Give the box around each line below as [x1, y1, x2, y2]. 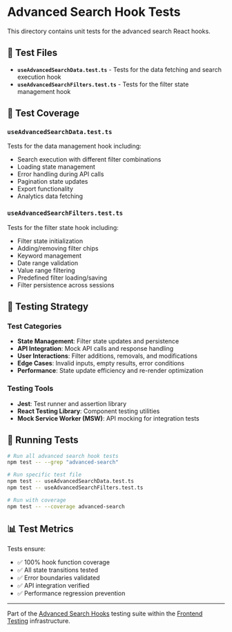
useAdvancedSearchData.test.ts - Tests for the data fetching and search [17, 65, 222, 73]
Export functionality [17, 184, 74, 193]
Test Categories [7, 322, 62, 332]
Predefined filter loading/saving [17, 274, 107, 282]
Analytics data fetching [17, 192, 84, 200]
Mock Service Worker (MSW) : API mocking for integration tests [17, 414, 200, 422]
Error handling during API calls [17, 170, 104, 178]
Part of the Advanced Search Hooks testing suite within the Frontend [7, 609, 203, 618]
